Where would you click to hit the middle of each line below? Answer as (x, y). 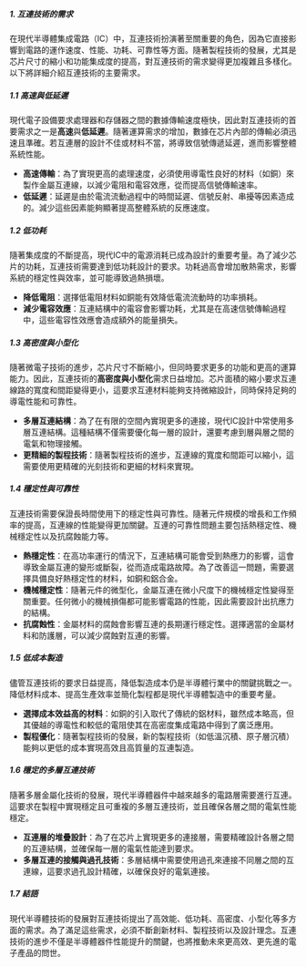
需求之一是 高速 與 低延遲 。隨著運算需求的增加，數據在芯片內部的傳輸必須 (153, 131)
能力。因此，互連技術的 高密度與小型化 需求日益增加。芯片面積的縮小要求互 (149, 378)
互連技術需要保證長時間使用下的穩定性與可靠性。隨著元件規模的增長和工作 (149, 513)
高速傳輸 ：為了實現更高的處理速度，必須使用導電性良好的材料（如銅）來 (158, 173)
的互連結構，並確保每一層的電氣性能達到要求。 (110, 849)
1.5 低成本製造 (36, 658)
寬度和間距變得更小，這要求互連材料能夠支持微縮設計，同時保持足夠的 (165, 390)
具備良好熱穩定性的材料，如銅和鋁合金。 (107, 578)
